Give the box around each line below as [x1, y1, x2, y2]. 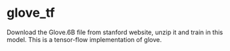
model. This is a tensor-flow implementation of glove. [6, 35, 162, 43]
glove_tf [6, 5, 55, 21]
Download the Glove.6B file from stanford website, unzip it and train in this [6, 28, 224, 36]
